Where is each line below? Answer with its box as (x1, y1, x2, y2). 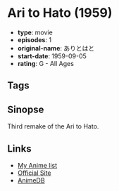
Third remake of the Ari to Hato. (7, 122, 99, 131)
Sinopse (7, 103, 44, 115)
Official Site (17, 169, 51, 177)
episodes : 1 (17, 35, 51, 44)
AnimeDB (17, 176, 45, 184)
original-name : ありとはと (17, 44, 95, 52)
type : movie (17, 28, 53, 37)
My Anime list (17, 161, 58, 169)
